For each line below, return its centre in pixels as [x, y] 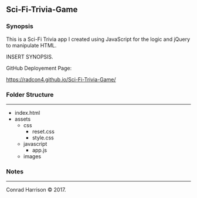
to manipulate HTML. [31, 45]
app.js [40, 150]
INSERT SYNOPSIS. [30, 57]
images [32, 156]
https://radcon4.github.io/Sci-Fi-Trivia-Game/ [61, 79]
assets [23, 119]
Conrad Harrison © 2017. [36, 190]
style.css [43, 138]
